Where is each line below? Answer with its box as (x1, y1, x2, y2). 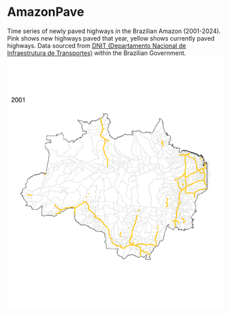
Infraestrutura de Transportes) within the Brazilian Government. (7, 49, 186, 57)
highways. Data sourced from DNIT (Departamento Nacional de (7, 41, 186, 50)
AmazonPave (7, 4, 84, 20)
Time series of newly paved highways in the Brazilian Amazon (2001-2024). (7, 27, 221, 35)
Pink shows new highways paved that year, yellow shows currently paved (7, 34, 215, 42)
